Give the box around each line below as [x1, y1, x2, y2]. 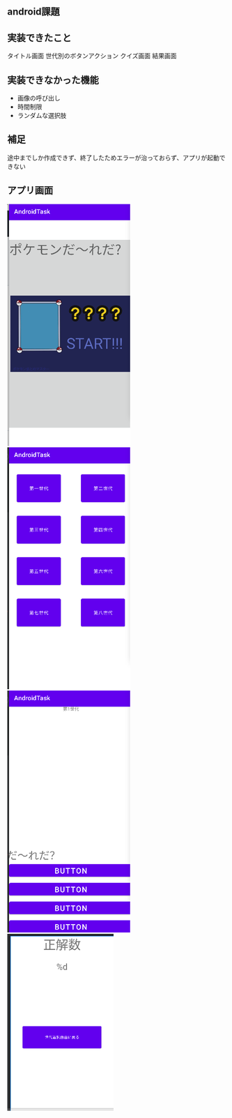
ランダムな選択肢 [17, 112, 67, 120]
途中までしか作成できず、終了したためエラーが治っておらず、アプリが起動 [7, 153, 219, 162]
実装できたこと [7, 31, 72, 43]
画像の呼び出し [17, 94, 61, 103]
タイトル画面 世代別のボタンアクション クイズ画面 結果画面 [7, 52, 177, 60]
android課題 [7, 6, 61, 18]
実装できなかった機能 [7, 74, 99, 86]
